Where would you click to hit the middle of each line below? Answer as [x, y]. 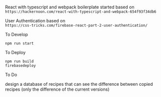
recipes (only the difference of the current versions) [57, 89]
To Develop [17, 34]
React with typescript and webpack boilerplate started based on [70, 7]
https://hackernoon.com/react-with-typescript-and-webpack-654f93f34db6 [81, 12]
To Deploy [15, 52]
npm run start [20, 43]
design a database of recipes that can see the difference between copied [79, 84]
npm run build [20, 61]
